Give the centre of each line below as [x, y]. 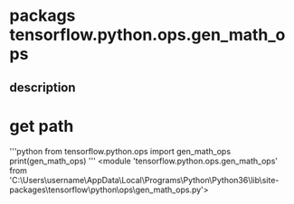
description [43, 87]
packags [43, 16]
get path [42, 126]
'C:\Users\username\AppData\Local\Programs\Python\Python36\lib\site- [144, 180]
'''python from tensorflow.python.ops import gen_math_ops [120, 151]
